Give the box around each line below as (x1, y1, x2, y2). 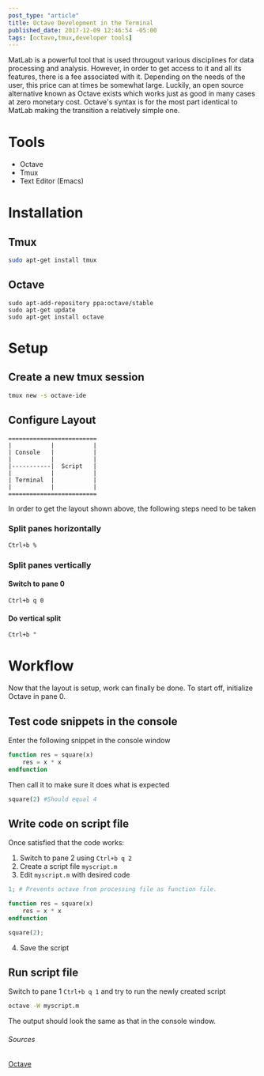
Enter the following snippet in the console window (8, 735, 171, 745)
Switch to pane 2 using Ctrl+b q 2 (19, 853, 132, 863)
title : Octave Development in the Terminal (8, 19, 154, 27)
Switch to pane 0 (8, 579, 65, 589)
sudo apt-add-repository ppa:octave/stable (8, 299, 154, 307)
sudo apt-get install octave (8, 313, 104, 321)
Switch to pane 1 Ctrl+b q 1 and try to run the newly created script (8, 987, 226, 996)
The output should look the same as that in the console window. (8, 1017, 216, 1026)
